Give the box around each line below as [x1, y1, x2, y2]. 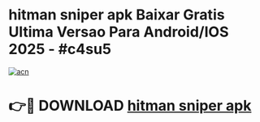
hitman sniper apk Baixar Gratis [8, 6, 225, 24]
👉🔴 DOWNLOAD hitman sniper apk [8, 97, 252, 115]
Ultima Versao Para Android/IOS [8, 23, 229, 41]
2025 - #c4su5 [8, 40, 112, 58]
